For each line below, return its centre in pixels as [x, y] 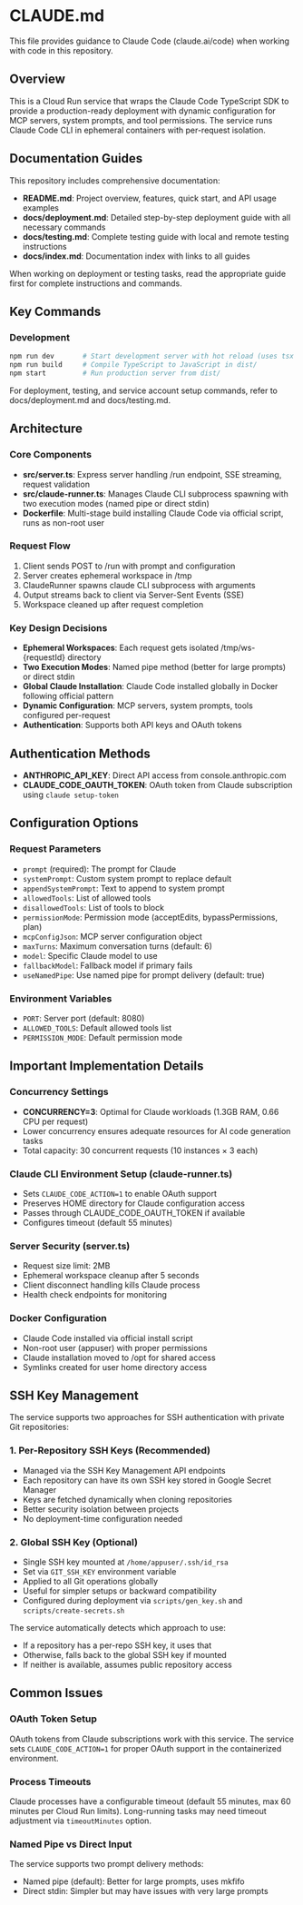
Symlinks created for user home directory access [114, 1367]
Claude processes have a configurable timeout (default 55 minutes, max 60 [151, 1801]
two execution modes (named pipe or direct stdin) [116, 503]
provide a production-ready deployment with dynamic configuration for [143, 111]
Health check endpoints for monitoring [95, 1295]
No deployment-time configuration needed [103, 1518]
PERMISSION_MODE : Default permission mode [103, 1037]
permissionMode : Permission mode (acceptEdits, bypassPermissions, [150, 917]
